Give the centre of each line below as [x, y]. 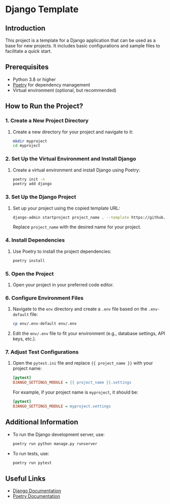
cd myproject [26, 146]
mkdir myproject [30, 141]
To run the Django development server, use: [59, 434]
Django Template [42, 9]
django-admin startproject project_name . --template [71, 217]
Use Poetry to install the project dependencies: [62, 251]
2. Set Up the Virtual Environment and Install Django [71, 159]
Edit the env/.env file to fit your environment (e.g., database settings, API [89, 334]
